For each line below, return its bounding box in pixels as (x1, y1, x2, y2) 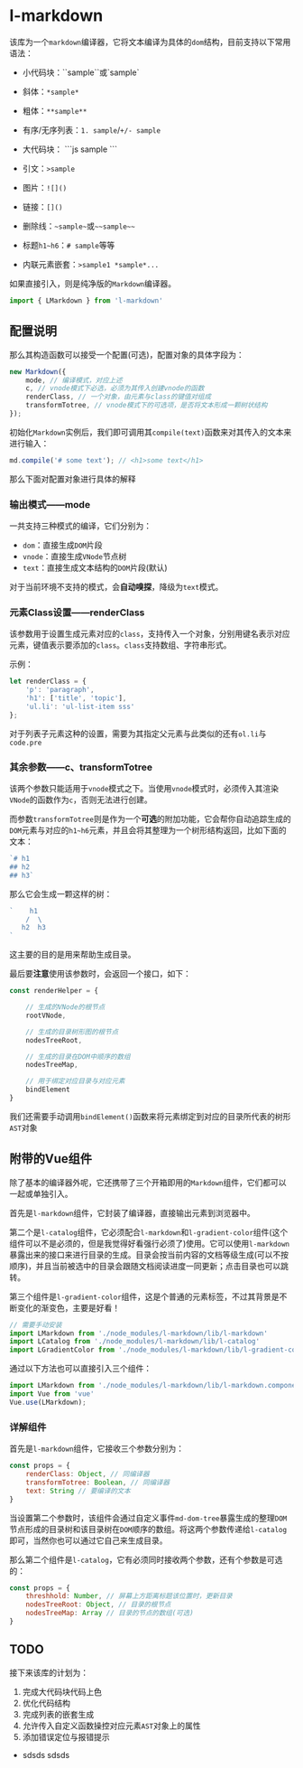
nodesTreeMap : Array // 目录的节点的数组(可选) (25, 1609, 194, 1618)
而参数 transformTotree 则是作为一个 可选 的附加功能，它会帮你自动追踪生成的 (9, 814, 291, 825)
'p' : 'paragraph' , (25, 686, 95, 695)
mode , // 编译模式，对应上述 (25, 376, 124, 385)
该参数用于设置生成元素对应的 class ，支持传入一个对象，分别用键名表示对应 (9, 629, 290, 640)
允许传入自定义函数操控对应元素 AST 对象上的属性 (22, 1720, 201, 1731)
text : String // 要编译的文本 (25, 1486, 131, 1495)
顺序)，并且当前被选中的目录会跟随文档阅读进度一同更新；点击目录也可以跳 (9, 1260, 289, 1271)
